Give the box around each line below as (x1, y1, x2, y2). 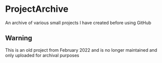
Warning (5, 34, 32, 42)
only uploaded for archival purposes (5, 52, 80, 58)
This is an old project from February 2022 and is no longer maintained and (5, 47, 158, 53)
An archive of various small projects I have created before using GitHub (5, 20, 152, 26)
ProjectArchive (5, 3, 69, 15)
